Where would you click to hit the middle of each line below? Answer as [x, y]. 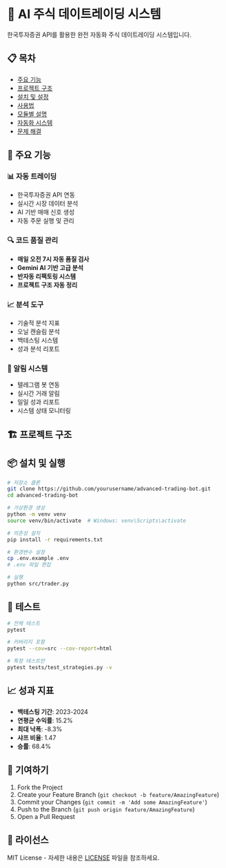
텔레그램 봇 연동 [38, 385]
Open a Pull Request [46, 816]
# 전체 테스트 [24, 623]
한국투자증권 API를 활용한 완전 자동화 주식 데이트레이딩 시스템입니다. [99, 35]
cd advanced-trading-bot [43, 495]
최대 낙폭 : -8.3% [40, 729]
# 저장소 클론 [24, 483]
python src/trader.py [38, 584]
